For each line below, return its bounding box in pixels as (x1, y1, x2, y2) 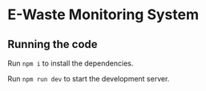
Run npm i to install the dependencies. (7, 58, 134, 68)
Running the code (7, 38, 98, 51)
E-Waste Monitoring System (7, 6, 200, 24)
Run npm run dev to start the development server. (7, 74, 170, 83)
